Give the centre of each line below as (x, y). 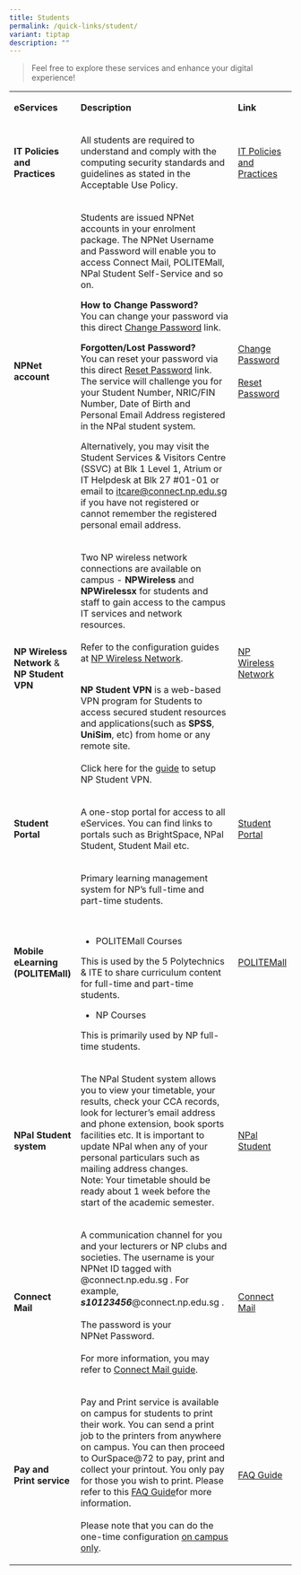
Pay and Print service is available (150, 1403)
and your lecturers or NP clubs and (154, 1247)
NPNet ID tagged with (126, 1269)
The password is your (126, 1325)
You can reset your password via (149, 359)
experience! (53, 78)
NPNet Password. (117, 1336)
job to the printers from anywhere (151, 1436)
